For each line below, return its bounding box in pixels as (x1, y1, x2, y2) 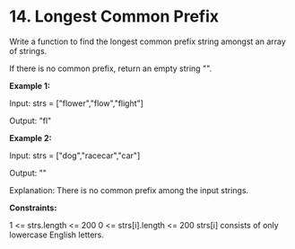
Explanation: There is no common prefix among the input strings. (9, 184, 249, 195)
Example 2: (9, 132, 52, 143)
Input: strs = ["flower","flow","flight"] (9, 97, 143, 109)
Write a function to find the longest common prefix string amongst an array (9, 36, 287, 47)
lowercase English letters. (9, 229, 105, 240)
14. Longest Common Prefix (9, 6, 220, 27)
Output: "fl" (9, 115, 52, 126)
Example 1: (9, 80, 51, 91)
